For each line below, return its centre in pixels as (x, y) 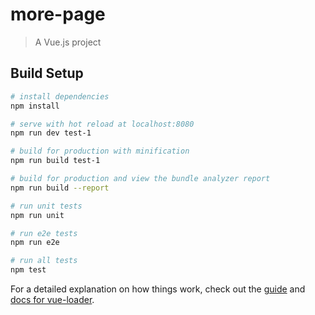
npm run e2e (35, 243)
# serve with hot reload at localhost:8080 (102, 124)
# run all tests (44, 261)
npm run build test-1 (55, 161)
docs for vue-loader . (52, 299)
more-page (58, 14)
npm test (28, 270)
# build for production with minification (100, 151)
